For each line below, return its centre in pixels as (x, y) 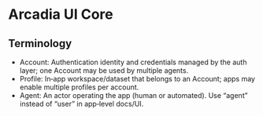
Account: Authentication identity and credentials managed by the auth (133, 62)
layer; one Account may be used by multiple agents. (104, 71)
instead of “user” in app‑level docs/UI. (81, 104)
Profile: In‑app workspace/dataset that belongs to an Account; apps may (137, 79)
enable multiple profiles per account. (79, 87)
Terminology (40, 43)
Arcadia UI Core (61, 14)
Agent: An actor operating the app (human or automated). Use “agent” (133, 95)
